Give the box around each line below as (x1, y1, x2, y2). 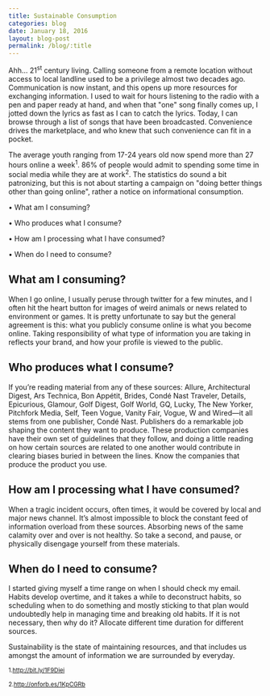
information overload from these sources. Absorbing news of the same (8, 521, 243, 531)
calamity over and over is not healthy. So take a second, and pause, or (8, 530, 242, 540)
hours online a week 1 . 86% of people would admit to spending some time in (8, 158, 260, 170)
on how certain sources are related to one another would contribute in (8, 442, 241, 452)
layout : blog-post (8, 34, 70, 43)
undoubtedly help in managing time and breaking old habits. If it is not (8, 610, 240, 619)
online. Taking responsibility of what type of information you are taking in (8, 328, 251, 338)
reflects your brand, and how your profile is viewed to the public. (8, 337, 223, 347)
